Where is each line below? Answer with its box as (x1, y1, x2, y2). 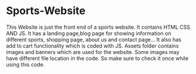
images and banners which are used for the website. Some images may (6, 48, 180, 55)
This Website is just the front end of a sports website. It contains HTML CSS (6, 23, 190, 31)
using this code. (6, 60, 45, 68)
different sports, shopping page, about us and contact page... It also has (6, 36, 181, 43)
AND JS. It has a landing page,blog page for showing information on (6, 29, 172, 36)
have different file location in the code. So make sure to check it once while (6, 55, 189, 62)
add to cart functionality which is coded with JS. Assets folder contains (6, 42, 179, 49)
